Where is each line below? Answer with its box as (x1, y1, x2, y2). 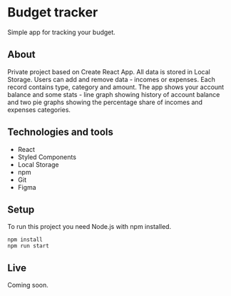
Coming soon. (7, 281, 48, 290)
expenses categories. (7, 105, 71, 114)
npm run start (7, 243, 50, 250)
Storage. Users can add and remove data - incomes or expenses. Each (7, 75, 215, 83)
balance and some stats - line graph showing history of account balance (7, 90, 220, 98)
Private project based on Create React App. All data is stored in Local (7, 67, 210, 76)
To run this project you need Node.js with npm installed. (7, 223, 172, 231)
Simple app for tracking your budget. (7, 28, 115, 36)
